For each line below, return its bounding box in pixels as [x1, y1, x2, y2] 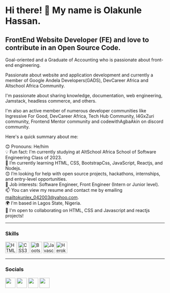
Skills [5, 230, 19, 237]
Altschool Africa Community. [5, 83, 65, 89]
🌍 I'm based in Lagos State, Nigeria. [5, 200, 81, 206]
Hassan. [5, 15, 41, 27]
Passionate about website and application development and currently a [5, 72, 153, 78]
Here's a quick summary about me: [5, 134, 78, 140]
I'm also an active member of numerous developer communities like [5, 108, 147, 113]
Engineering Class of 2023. [5, 154, 62, 160]
